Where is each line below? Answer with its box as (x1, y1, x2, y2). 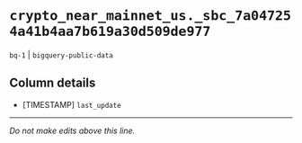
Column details (9, 76, 96, 91)
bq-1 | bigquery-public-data (9, 49, 114, 60)
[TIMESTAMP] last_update (22, 99, 121, 110)
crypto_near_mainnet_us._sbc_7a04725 (9, 7, 292, 24)
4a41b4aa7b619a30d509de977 (9, 23, 211, 40)
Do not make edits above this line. (9, 125, 136, 136)
